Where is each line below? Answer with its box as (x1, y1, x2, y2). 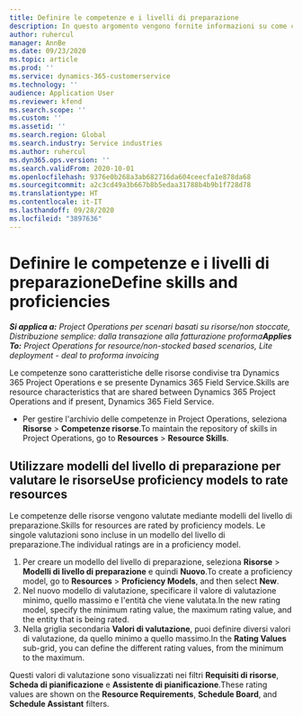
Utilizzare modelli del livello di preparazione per (9, 458, 281, 474)
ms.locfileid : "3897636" (9, 213, 102, 223)
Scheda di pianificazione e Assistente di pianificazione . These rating (9, 679, 268, 690)
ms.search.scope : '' (9, 105, 87, 114)
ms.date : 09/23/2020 (9, 47, 87, 56)
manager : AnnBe (9, 38, 67, 48)
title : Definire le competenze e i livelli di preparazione (9, 13, 240, 23)
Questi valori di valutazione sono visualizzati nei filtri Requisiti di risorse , (9, 670, 280, 681)
